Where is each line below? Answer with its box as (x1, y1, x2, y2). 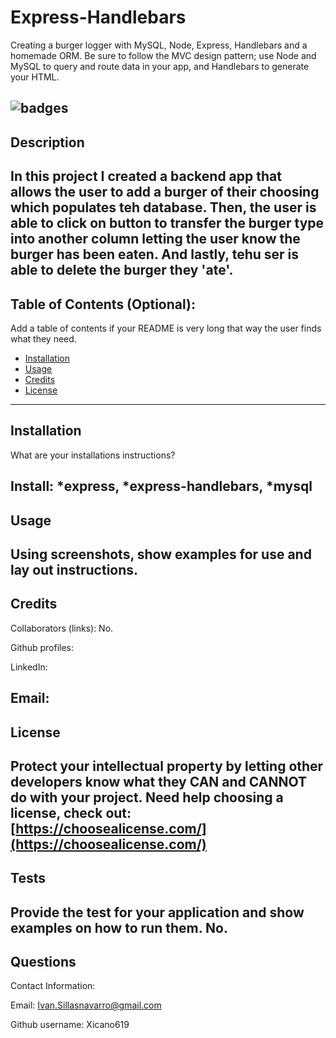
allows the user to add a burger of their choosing (10, 184, 320, 201)
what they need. (10, 332, 77, 345)
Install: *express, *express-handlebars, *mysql (10, 478, 313, 495)
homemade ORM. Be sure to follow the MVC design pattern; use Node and (10, 49, 317, 61)
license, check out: (10, 804, 132, 821)
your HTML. (10, 71, 60, 83)
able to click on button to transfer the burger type (10, 215, 325, 232)
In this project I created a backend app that (10, 168, 282, 185)
